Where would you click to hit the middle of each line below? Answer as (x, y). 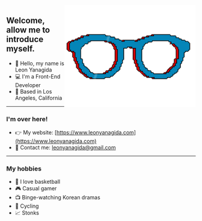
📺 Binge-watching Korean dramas (57, 198)
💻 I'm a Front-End (38, 76)
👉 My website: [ (36, 133)
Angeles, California (38, 98)
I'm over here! (27, 119)
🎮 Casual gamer (36, 189)
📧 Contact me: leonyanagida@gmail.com (65, 148)
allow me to (28, 30)
